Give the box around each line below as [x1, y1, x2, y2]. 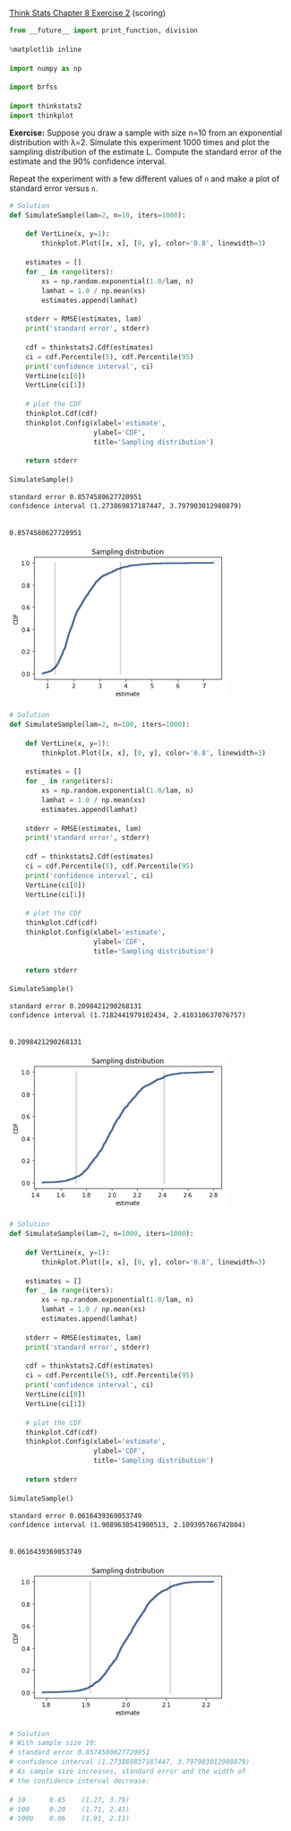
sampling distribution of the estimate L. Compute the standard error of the [9, 146, 282, 157]
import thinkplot [9, 111, 74, 120]
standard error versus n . [9, 183, 98, 194]
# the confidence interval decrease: [9, 1776, 150, 1785]
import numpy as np [9, 64, 82, 73]
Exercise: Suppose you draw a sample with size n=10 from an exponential [9, 127, 283, 138]
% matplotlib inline [9, 45, 82, 54]
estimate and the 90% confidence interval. [9, 156, 167, 167]
